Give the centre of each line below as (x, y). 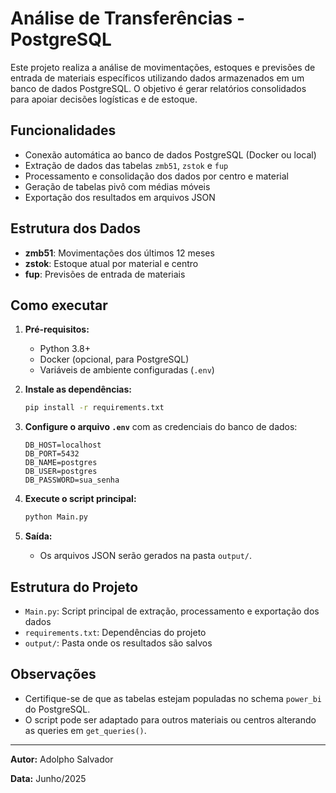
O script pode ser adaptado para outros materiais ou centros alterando (170, 719)
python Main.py (56, 517)
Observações (53, 674)
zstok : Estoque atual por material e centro (111, 263)
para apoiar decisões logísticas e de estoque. (104, 99)
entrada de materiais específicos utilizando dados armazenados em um (157, 78)
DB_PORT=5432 (52, 454)
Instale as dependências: (78, 389)
